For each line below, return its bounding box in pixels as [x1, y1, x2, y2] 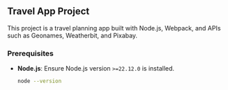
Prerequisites [7, 48, 54, 58]
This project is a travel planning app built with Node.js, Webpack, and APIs [7, 24, 221, 32]
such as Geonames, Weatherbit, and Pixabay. [7, 31, 138, 39]
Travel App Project [7, 6, 90, 17]
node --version [17, 78, 62, 85]
